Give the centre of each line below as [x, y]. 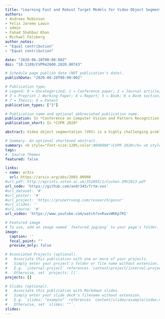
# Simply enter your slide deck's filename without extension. [73, 295]
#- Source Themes [23, 155]
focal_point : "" [26, 241]
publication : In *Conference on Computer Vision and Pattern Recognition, [83, 119]
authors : [14, 14]
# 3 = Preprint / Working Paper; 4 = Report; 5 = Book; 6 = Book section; [83, 96]
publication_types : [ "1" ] [31, 105]
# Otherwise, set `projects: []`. [42, 273]
